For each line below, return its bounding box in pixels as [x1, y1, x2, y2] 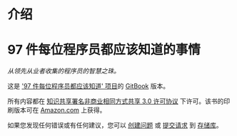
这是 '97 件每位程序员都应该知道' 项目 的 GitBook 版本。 [7, 82, 170, 90]
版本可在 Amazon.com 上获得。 [13, 106, 106, 115]
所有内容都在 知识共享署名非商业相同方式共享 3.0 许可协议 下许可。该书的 [7, 97, 224, 105]
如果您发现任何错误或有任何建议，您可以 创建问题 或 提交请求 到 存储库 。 [7, 121, 223, 130]
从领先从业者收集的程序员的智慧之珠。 [7, 67, 120, 75]
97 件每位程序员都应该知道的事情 [7, 42, 201, 58]
